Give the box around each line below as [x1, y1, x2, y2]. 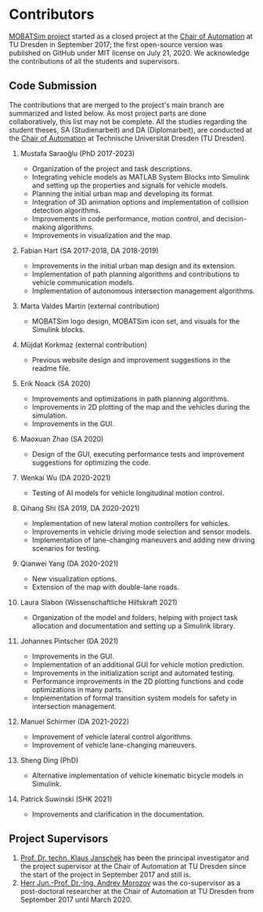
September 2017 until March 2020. [20, 895, 132, 904]
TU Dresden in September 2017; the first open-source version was [9, 39, 223, 49]
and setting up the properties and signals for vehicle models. [31, 181, 228, 190]
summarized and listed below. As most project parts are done [9, 108, 207, 118]
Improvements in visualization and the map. [31, 230, 173, 240]
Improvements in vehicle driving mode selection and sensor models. [31, 527, 253, 536]
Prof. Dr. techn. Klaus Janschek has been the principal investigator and [20, 853, 250, 863]
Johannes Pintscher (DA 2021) [20, 636, 119, 645]
